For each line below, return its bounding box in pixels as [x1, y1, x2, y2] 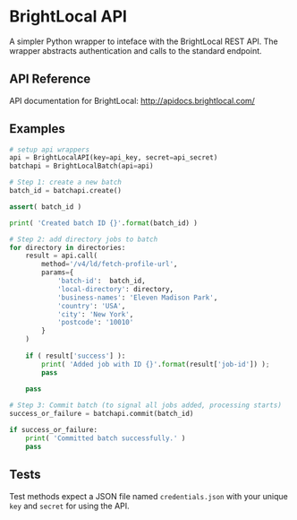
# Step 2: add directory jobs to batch [9, 235, 158, 244]
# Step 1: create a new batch [9, 178, 123, 187]
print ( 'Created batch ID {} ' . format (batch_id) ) [9, 218, 199, 228]
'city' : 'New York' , [56, 309, 134, 319]
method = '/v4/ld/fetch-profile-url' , [41, 260, 178, 269]
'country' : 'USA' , [56, 301, 126, 310]
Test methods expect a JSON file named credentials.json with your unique [9, 490, 288, 501]
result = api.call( [25, 251, 98, 261]
